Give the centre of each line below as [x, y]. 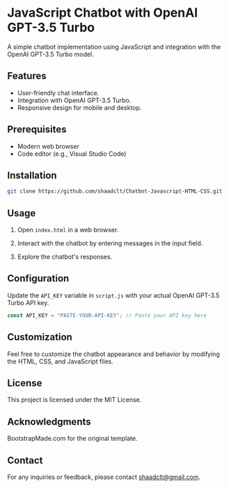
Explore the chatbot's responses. [65, 257]
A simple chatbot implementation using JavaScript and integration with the [114, 47]
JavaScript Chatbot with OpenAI [103, 13]
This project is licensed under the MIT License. [74, 400]
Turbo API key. [28, 302]
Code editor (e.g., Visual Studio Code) [72, 154]
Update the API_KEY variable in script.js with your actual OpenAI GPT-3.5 [113, 295]
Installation [32, 175]
